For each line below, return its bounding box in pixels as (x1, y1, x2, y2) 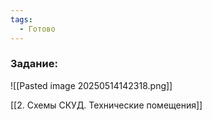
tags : (10, 14, 33, 25)
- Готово (19, 24, 56, 34)
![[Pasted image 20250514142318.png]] (10, 79, 173, 91)
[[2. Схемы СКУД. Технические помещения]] (10, 99, 203, 111)
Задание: (10, 57, 58, 71)
